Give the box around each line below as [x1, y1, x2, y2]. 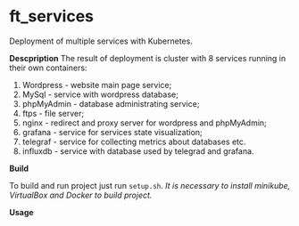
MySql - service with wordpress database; [21, 89, 179, 100]
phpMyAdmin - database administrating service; [21, 98, 200, 109]
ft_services [9, 6, 95, 27]
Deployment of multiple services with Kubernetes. [9, 36, 194, 46]
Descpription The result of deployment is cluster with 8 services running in [9, 52, 287, 63]
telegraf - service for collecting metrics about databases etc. [21, 136, 246, 147]
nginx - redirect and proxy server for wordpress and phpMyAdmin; [21, 117, 268, 128]
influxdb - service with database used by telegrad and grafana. [21, 145, 254, 157]
